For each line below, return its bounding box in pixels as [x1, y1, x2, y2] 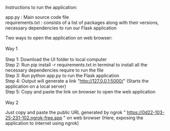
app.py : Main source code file [5, 14, 69, 20]
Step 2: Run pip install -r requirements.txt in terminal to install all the [5, 62, 148, 68]
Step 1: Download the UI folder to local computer [5, 56, 107, 62]
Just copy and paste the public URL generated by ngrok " [5, 109, 126, 115]
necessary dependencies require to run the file [5, 67, 104, 73]
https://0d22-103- [127, 109, 165, 115]
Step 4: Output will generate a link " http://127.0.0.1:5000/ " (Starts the [5, 78, 149, 84]
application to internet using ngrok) [5, 120, 79, 126]
